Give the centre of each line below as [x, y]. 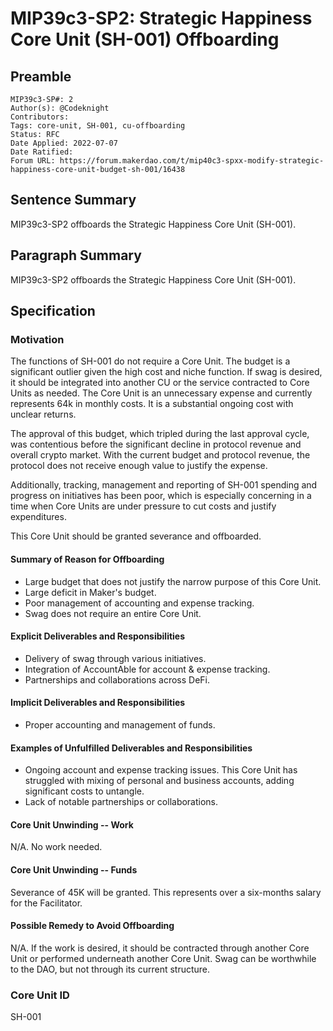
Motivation [37, 339]
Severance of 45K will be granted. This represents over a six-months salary [166, 892]
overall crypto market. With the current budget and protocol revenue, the [160, 455]
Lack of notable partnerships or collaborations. [121, 802]
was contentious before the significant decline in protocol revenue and [156, 444]
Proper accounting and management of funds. [120, 724]
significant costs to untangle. [84, 791]
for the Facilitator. [46, 903]
